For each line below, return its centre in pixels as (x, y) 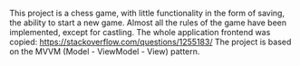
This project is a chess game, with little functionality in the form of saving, (147, 13)
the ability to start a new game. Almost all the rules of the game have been (148, 23)
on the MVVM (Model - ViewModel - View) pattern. (105, 52)
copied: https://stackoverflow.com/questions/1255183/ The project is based (150, 42)
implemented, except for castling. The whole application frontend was (140, 32)
